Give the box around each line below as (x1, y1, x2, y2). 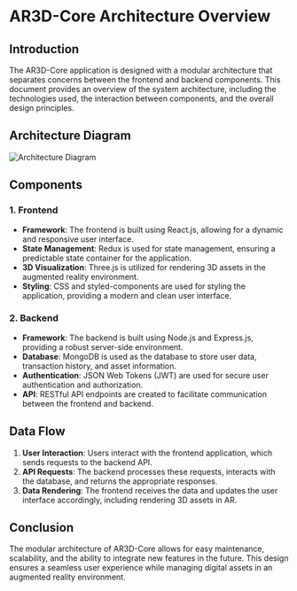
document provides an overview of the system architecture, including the (9, 84, 277, 94)
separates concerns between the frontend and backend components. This (9, 74, 281, 85)
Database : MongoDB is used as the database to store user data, (21, 351, 257, 362)
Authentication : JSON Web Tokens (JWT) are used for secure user (21, 369, 269, 380)
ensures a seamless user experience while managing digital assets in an (9, 563, 273, 573)
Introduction (9, 42, 80, 57)
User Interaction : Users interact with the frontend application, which (21, 447, 273, 458)
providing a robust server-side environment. (21, 341, 184, 352)
